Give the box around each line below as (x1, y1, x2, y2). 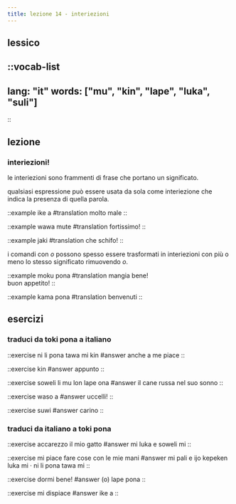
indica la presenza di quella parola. (7, 194, 109, 203)
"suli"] (7, 96, 38, 108)
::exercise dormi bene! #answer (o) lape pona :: (7, 475, 146, 483)
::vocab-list (7, 61, 60, 73)
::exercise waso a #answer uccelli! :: (7, 392, 114, 401)
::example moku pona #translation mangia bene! (7, 271, 149, 280)
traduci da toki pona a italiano (7, 335, 112, 345)
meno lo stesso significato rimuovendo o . (7, 257, 129, 266)
